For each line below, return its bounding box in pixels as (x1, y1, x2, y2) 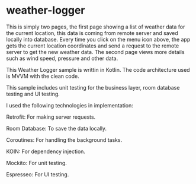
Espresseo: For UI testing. (6, 170, 69, 178)
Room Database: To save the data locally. (6, 125, 107, 132)
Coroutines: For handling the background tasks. (6, 136, 123, 143)
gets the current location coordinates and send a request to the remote (6, 42, 179, 49)
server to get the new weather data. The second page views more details (6, 48, 185, 55)
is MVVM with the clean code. (6, 72, 79, 80)
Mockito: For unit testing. (6, 159, 67, 166)
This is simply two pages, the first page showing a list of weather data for (6, 23, 185, 30)
